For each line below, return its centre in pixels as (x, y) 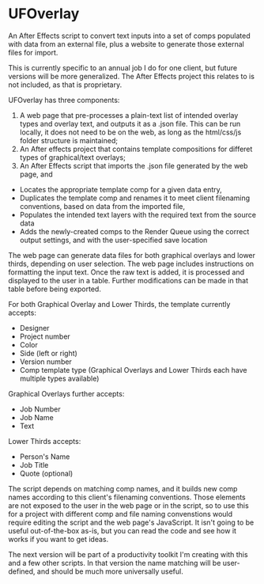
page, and (36, 174)
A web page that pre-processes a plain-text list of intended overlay (129, 115)
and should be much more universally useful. (110, 571)
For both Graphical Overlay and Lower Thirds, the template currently (119, 304)
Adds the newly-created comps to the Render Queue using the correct (134, 231)
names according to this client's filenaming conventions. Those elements (127, 497)
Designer (34, 328)
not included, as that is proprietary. (65, 85)
